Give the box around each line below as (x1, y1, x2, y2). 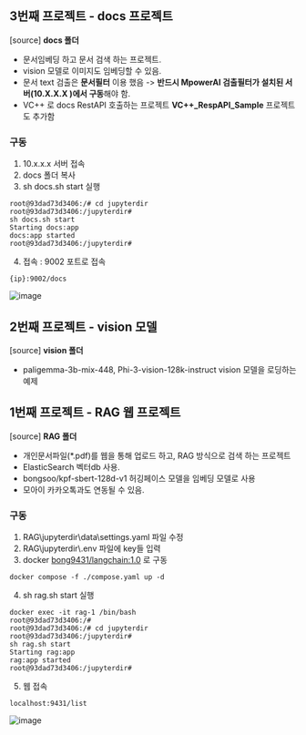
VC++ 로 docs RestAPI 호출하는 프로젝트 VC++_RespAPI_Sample (22, 99, 264, 110)
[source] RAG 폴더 (9, 431, 77, 442)
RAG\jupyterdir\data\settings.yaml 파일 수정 (22, 532, 184, 543)
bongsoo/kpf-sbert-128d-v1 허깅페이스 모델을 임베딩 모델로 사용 (22, 473, 256, 484)
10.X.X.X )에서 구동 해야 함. (33, 87, 131, 98)
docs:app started (9, 231, 76, 240)
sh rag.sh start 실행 (22, 590, 95, 601)
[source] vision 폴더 (9, 344, 84, 355)
